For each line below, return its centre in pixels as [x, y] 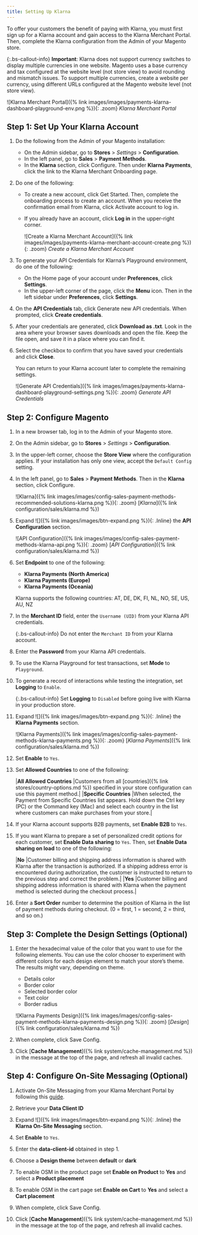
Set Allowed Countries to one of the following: [72, 770]
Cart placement [35, 1196]
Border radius [41, 1004]
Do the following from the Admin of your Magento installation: [90, 141]
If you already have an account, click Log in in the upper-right [99, 219]
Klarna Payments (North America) [67, 574]
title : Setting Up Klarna [38, 12]
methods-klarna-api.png [45, 545]
